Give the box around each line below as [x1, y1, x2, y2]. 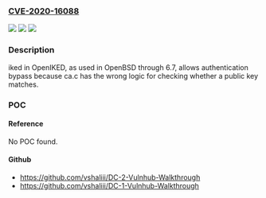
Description [8, 45, 55, 56]
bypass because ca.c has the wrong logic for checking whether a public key [8, 71, 259, 80]
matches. [8, 80, 39, 89]
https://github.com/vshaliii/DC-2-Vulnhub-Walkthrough [19, 173, 201, 182]
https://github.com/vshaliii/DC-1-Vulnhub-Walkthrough [19, 181, 199, 190]
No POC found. [8, 137, 58, 146]
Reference [8, 119, 44, 129]
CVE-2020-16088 [8, 6, 80, 17]
